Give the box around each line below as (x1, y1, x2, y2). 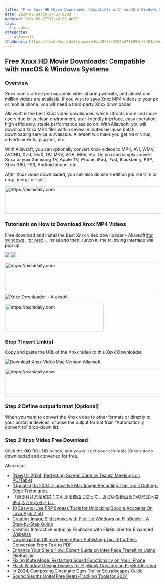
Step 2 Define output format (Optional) (5, 403, 99, 410)
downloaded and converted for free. (5, 453, 79, 459)
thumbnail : (5, 39, 27, 44)
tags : (5, 21, 16, 26)
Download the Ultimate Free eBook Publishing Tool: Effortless (12, 536, 137, 542)
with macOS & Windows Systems (5, 65, 109, 74)
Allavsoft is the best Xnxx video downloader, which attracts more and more (5, 111, 157, 117)
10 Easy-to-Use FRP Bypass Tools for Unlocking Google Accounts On (12, 505, 153, 511)
